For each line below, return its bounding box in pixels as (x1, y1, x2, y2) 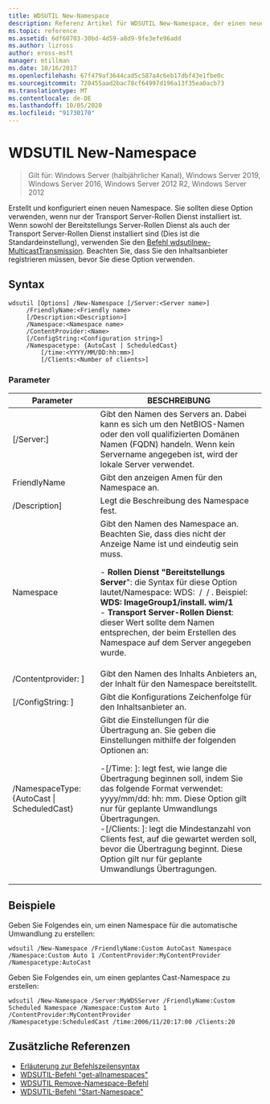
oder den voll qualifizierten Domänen (100, 428, 239, 440)
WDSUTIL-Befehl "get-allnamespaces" (19, 1069, 149, 1079)
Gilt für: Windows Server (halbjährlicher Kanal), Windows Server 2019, (27, 170, 261, 180)
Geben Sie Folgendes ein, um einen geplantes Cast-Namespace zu (8, 972, 231, 982)
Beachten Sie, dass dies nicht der (100, 528, 227, 540)
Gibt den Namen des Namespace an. (100, 519, 239, 530)
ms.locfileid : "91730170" (8, 110, 95, 118)
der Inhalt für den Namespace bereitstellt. (100, 678, 257, 689)
